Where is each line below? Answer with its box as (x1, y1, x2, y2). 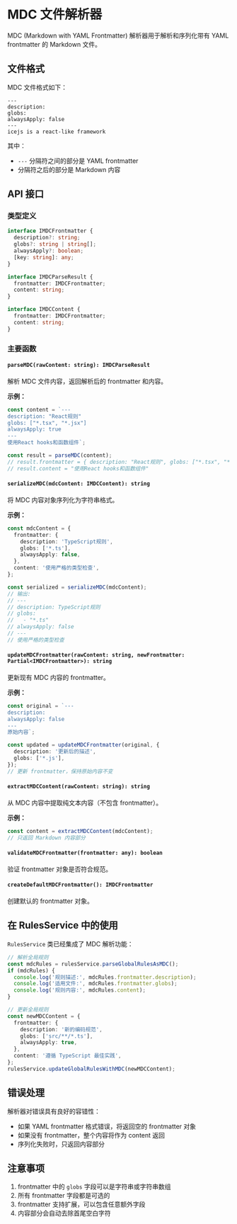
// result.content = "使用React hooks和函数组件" (7, 465, 149, 472)
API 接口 (7, 188, 45, 200)
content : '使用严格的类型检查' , (13, 565, 100, 572)
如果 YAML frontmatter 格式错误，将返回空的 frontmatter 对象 (17, 1122, 197, 1130)
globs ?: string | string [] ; (13, 241, 97, 248)
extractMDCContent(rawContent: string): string (7, 783, 151, 790)
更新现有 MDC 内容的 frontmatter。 (7, 673, 110, 681)
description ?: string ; (13, 234, 81, 242)
